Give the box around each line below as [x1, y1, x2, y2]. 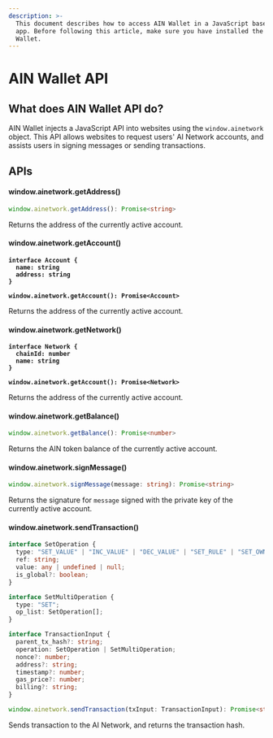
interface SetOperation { [8, 540, 96, 549]
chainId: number [15, 350, 71, 358]
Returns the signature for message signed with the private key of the [8, 495, 233, 505]
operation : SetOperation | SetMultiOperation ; [15, 645, 176, 653]
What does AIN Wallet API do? [8, 102, 164, 115]
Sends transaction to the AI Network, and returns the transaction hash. [8, 720, 245, 730]
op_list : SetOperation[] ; [15, 608, 104, 616]
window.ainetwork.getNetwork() [8, 324, 122, 334]
